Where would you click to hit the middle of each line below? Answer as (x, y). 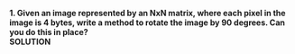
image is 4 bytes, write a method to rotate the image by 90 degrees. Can (147, 22)
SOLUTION (30, 41)
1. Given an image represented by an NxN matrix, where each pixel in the (147, 13)
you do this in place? (49, 32)
